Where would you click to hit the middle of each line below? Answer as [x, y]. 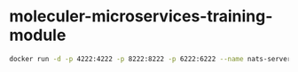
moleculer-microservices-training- [141, 16]
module [38, 35]
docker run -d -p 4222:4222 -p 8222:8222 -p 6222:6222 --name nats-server [150, 59]
